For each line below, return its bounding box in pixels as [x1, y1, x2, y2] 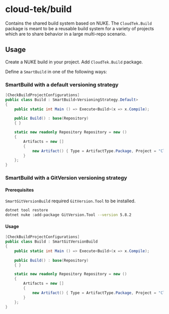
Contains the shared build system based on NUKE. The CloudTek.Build [5, 20, 152, 26]
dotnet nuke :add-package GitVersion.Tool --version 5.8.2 [5, 212, 132, 217]
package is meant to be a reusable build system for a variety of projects [5, 25, 154, 31]
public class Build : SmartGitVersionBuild [5, 239, 98, 245]
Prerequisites [5, 187, 34, 193]
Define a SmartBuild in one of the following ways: [5, 68, 107, 74]
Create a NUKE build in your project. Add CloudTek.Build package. [5, 59, 143, 65]
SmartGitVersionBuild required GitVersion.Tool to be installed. [5, 198, 136, 204]
